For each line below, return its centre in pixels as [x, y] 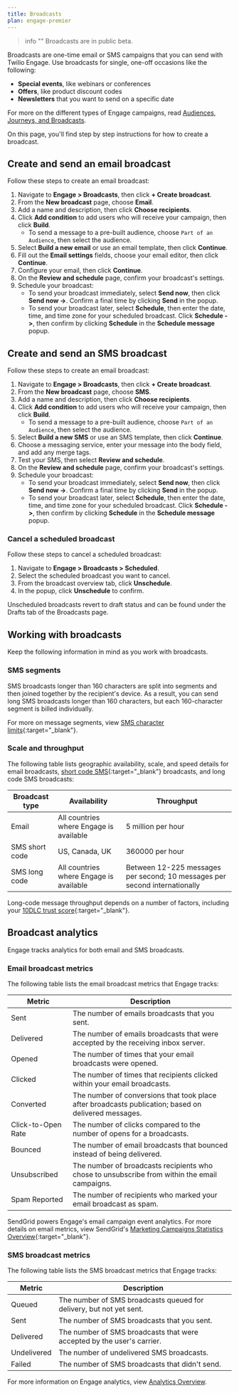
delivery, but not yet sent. [101, 1309]
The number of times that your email [133, 1054]
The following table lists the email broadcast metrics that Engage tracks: [113, 984]
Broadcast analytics [53, 933]
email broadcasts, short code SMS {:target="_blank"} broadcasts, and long [116, 771]
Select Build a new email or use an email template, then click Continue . [122, 248]
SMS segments [34, 670]
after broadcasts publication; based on [137, 1104]
